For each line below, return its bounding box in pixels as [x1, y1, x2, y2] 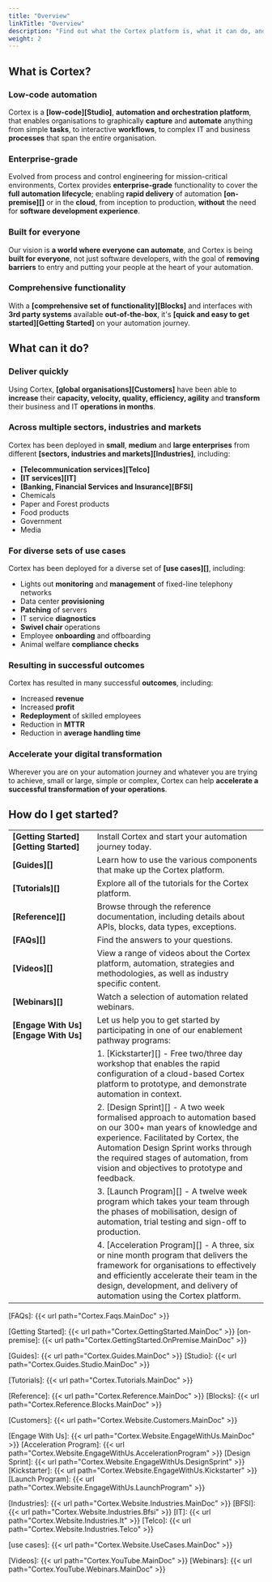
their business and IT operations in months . [8, 401, 156, 411]
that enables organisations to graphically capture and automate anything [8, 115, 253, 126]
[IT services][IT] [19, 473, 77, 482]
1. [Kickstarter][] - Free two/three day [96, 1048, 243, 1059]
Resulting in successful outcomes [8, 660, 145, 671]
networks [19, 588, 53, 598]
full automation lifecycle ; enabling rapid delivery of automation [8, 189, 223, 199]
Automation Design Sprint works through [96, 1142, 253, 1153]
